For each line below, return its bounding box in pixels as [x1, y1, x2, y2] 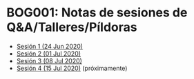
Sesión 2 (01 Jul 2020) [16, 49, 81, 58]
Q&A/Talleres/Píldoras [6, 19, 137, 35]
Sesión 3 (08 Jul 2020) [16, 56, 82, 65]
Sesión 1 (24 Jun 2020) [16, 42, 84, 50]
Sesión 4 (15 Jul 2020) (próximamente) [16, 64, 128, 72]
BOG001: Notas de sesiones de [6, 5, 188, 21]
